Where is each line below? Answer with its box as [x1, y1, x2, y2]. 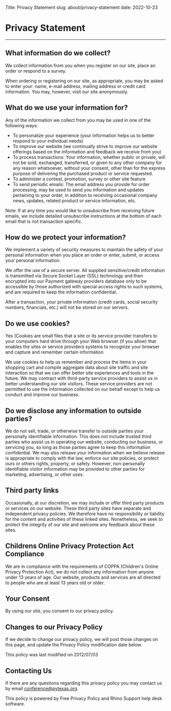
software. [5, 701, 25, 707]
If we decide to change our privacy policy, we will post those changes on [5, 636, 158, 643]
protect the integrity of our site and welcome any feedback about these [5, 521, 155, 527]
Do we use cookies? [5, 319, 70, 328]
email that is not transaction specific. [5, 218, 83, 224]
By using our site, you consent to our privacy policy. [5, 608, 115, 614]
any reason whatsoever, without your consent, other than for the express [12, 165, 165, 171]
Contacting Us [5, 667, 52, 675]
